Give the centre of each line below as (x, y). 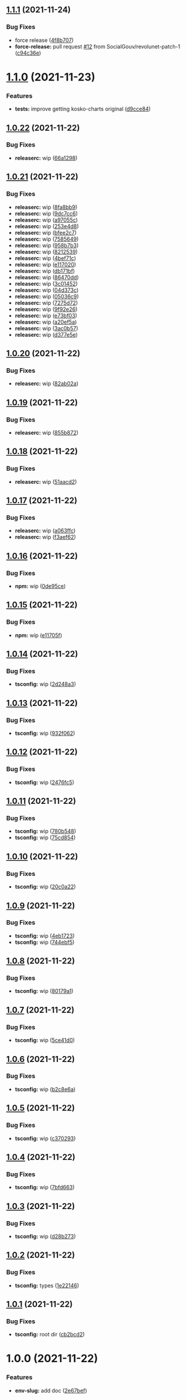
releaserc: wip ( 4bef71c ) (45, 258)
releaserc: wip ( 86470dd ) (47, 277)
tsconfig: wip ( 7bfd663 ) (45, 1187)
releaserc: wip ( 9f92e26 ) (46, 309)
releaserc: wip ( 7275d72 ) (46, 303)
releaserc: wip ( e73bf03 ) (46, 315)
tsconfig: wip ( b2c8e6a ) (45, 1089)
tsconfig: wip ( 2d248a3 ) (45, 684)
